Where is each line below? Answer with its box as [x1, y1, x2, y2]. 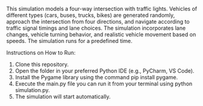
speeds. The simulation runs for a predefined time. [6, 38, 133, 44]
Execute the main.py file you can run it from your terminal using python [15, 80, 193, 87]
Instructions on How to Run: [6, 49, 76, 56]
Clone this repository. [15, 61, 69, 68]
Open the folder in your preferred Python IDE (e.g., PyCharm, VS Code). [15, 67, 195, 75]
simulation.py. [15, 87, 50, 93]
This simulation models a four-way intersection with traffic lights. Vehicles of [6, 5, 198, 12]
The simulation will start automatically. [15, 93, 111, 100]
